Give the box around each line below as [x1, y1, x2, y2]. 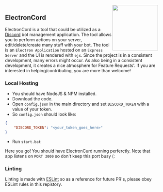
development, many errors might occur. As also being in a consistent [5, 57, 143, 63]
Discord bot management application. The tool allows [5, 32, 112, 37]
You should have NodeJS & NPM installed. [12, 91, 97, 96]
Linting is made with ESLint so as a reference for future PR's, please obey [5, 176, 152, 182]
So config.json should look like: [12, 112, 77, 117]
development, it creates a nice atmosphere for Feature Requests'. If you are [5, 63, 156, 68]
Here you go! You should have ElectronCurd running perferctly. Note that [5, 148, 150, 154]
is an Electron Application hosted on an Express [5, 47, 103, 53]
